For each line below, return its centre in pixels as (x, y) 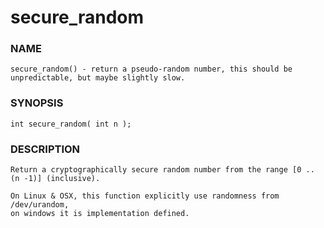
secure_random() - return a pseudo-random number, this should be (151, 69)
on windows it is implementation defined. (100, 214)
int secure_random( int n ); (71, 124)
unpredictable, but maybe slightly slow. (98, 78)
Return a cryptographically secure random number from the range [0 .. (162, 170)
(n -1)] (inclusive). (55, 179)
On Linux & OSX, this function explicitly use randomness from (145, 196)
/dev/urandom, (40, 205)
